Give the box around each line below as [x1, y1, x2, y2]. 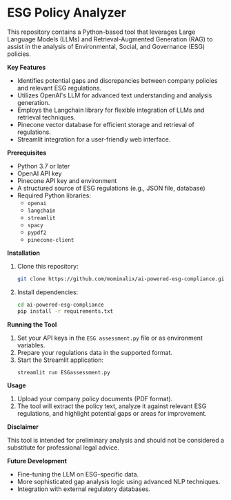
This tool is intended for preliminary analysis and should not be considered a [7, 436, 225, 445]
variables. [17, 340, 46, 349]
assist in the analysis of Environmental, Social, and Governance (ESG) [7, 42, 205, 50]
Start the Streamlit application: [17, 356, 104, 364]
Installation [7, 249, 40, 257]
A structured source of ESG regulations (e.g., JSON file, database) [17, 184, 205, 192]
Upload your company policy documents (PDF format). [17, 395, 173, 403]
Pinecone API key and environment [17, 176, 117, 184]
